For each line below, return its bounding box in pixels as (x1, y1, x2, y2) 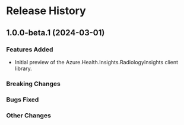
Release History (6, 4, 86, 18)
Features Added (6, 45, 53, 54)
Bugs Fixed (6, 96, 39, 104)
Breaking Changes (6, 80, 61, 88)
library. (14, 65, 33, 72)
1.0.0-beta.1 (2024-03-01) (6, 28, 105, 38)
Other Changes (6, 111, 52, 119)
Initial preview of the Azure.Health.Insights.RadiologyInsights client (14, 58, 179, 65)
